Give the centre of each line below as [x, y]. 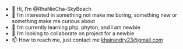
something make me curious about [53, 21]
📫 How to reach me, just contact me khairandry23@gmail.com [87, 40]
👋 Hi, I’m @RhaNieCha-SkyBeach [51, 9]
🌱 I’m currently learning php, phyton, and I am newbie [76, 27]
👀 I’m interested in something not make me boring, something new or [94, 15]
